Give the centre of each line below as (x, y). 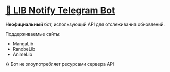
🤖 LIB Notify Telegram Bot (60, 10)
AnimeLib (23, 54)
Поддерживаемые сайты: (33, 34)
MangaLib (23, 44)
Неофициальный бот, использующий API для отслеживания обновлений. (85, 24)
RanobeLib (24, 49)
